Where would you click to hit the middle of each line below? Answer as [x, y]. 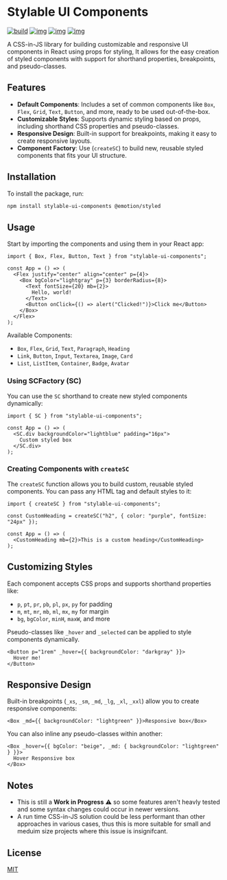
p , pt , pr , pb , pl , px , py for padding [65, 604]
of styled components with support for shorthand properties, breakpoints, [111, 58]
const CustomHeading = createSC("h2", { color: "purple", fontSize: [107, 516]
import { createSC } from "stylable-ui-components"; [84, 504]
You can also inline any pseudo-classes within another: [85, 734]
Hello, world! [52, 292]
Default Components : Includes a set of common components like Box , [116, 104]
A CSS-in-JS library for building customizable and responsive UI [98, 44]
